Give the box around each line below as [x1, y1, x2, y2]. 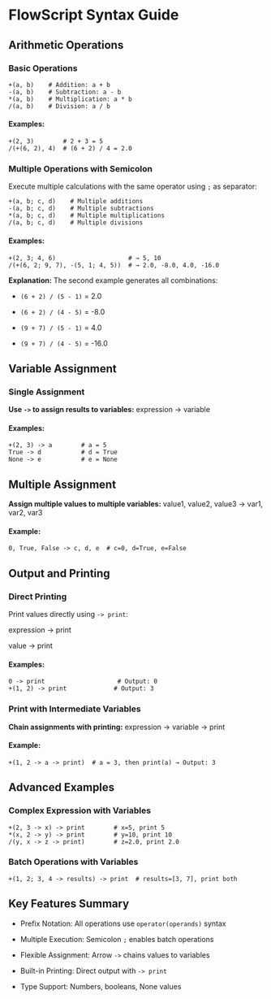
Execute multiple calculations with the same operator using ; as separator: [8, 181, 257, 192]
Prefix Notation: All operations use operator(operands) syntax [19, 919, 227, 928]
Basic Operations [8, 63, 78, 74]
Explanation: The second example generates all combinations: [8, 275, 218, 285]
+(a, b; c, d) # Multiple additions [8, 198, 144, 206]
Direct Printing [8, 591, 67, 602]
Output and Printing [8, 567, 111, 580]
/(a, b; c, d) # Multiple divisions [8, 219, 144, 227]
